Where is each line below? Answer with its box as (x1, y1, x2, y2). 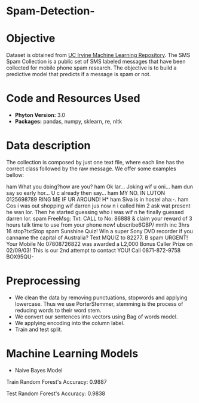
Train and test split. (14, 326, 63, 333)
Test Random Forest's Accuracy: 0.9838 (6, 390, 106, 397)
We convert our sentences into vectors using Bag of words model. (14, 313, 178, 320)
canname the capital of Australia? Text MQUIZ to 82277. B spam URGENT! (6, 234, 188, 241)
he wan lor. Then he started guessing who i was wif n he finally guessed (6, 209, 184, 215)
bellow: (6, 172, 25, 178)
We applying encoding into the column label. (14, 319, 125, 326)
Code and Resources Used (6, 92, 140, 106)
